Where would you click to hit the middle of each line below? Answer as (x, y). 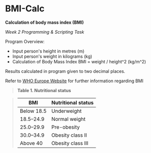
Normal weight (68, 119)
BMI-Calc (25, 9)
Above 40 (31, 143)
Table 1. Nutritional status (44, 90)
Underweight (66, 111)
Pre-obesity (66, 127)
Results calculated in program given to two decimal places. (65, 71)
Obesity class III (70, 143)
